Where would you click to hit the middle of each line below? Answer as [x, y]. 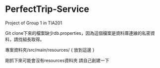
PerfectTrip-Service [47, 9]
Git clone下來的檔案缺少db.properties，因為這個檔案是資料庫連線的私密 [78, 33]
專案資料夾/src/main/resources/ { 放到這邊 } [50, 50]
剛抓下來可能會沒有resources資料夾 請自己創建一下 [57, 60]
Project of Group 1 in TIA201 [34, 23]
